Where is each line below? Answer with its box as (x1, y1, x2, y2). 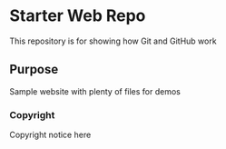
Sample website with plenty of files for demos (9, 85, 182, 96)
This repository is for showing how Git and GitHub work (9, 35, 217, 46)
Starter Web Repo (9, 5, 146, 26)
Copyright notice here (9, 129, 92, 141)
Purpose (9, 62, 59, 77)
